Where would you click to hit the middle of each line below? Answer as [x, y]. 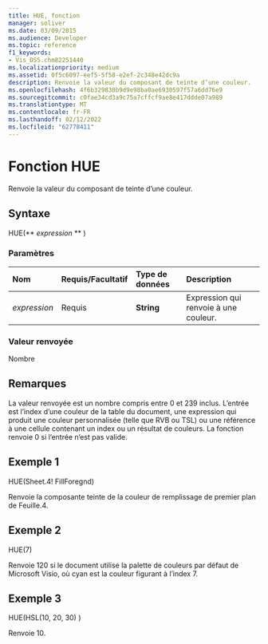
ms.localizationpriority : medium [64, 68]
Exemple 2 [35, 530]
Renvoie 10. [27, 633]
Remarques [37, 384]
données [152, 284]
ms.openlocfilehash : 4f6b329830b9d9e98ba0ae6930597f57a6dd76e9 [116, 90]
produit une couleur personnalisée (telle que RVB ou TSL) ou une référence [132, 420]
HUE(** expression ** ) [47, 233]
